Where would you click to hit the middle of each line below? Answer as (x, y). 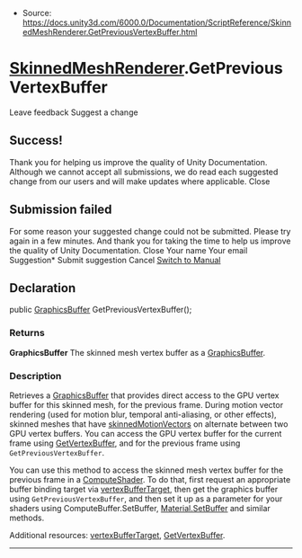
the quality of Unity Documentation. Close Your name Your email (129, 250)
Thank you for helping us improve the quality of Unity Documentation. (138, 162)
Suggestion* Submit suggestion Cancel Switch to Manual (115, 260)
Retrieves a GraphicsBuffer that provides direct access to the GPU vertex (144, 395)
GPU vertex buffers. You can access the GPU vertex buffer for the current (146, 433)
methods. (27, 518)
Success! (36, 141)
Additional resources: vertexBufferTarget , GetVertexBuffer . (117, 535)
